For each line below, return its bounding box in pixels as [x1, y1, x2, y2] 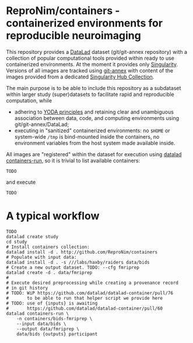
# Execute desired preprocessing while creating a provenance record [6, 280, 179, 286]
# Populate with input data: [6, 254, 77, 260]
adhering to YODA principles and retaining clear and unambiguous [14, 108, 174, 115]
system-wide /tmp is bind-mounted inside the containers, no [14, 133, 160, 140]
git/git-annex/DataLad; [14, 121, 69, 128]
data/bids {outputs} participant [16, 331, 98, 337]
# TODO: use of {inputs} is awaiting [6, 300, 98, 306]
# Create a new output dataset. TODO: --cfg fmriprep [6, 265, 140, 270]
